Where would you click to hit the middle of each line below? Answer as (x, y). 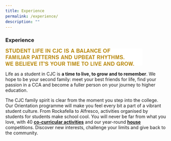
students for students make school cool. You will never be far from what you (86, 117)
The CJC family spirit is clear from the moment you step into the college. (82, 100)
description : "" (23, 22)
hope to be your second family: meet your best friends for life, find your (81, 79)
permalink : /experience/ (32, 16)
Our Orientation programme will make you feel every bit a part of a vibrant (83, 106)
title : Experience (25, 11)
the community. (22, 133)
